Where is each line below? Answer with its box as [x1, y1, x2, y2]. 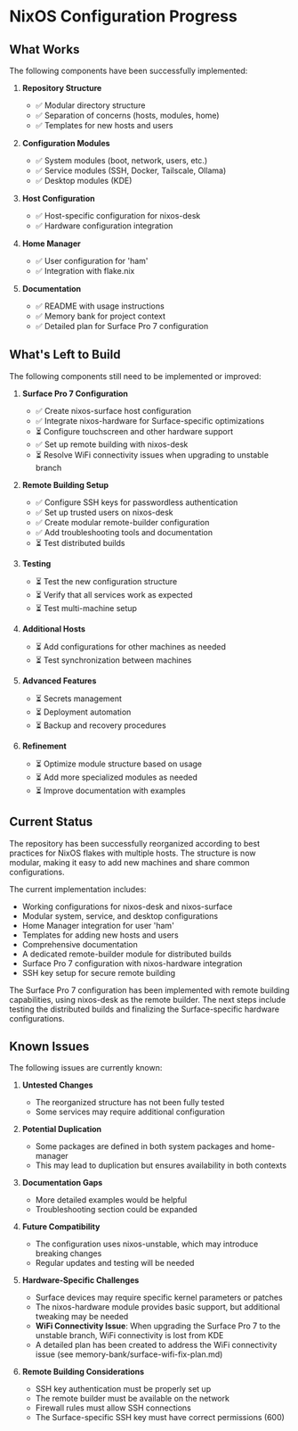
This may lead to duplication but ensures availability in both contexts [35, 1160, 287, 1170]
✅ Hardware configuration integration [35, 220, 173, 231]
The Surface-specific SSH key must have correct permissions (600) [35, 1412, 285, 1423]
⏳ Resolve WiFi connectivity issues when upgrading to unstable [35, 449, 270, 460]
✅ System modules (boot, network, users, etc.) [35, 155, 207, 166]
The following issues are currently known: [9, 1063, 163, 1073]
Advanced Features [21, 675, 97, 686]
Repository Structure [21, 83, 102, 93]
